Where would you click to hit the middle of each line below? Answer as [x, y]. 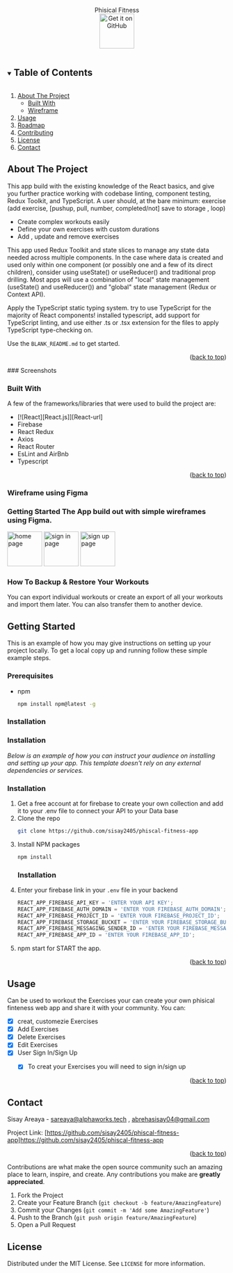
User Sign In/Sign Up [47, 1052]
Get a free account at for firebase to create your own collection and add [120, 803]
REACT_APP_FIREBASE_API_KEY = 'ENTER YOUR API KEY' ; [95, 903]
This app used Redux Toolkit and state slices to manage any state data [109, 250]
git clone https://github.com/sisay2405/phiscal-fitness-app [108, 831]
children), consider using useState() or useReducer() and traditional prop [112, 272]
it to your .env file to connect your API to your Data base [98, 810]
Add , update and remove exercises [68, 237]
